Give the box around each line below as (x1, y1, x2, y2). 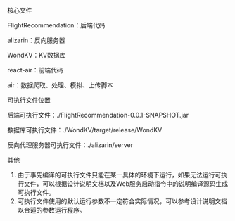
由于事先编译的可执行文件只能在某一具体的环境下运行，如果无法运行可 (17, 171, 222, 179)
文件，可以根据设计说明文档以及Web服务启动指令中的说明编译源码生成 (23, 179, 229, 188)
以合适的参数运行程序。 (17, 206, 86, 214)
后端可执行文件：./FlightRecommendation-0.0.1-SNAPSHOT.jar (7, 111, 189, 119)
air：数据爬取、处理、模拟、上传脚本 (7, 81, 114, 89)
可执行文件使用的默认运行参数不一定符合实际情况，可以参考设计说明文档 (17, 197, 227, 206)
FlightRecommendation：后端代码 (7, 21, 106, 30)
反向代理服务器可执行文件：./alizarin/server (7, 141, 134, 149)
